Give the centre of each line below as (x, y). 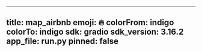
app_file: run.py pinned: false (63, 42)
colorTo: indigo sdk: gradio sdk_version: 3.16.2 (95, 32)
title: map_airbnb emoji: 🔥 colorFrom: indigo (90, 22)
